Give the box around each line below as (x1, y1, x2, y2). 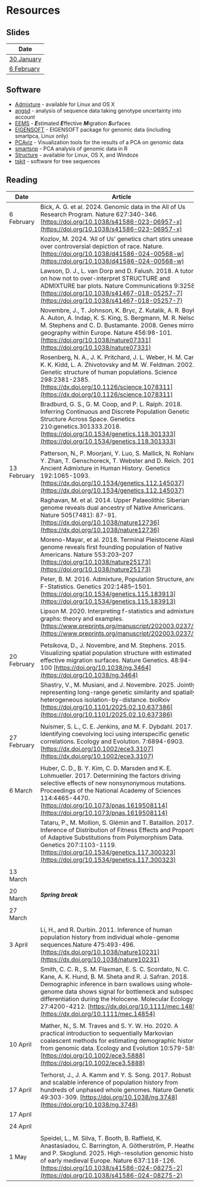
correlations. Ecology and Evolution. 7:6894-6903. (40, 737, 185, 745)
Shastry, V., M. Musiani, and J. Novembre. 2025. (40, 680, 176, 688)
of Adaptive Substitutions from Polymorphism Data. (40, 833, 184, 842)
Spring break (40, 890, 79, 899)
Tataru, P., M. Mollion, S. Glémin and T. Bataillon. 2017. (40, 818, 194, 827)
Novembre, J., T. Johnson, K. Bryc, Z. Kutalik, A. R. (40, 306, 180, 314)
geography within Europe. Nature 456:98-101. (40, 328, 173, 337)
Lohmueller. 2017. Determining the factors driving (40, 771, 181, 780)
